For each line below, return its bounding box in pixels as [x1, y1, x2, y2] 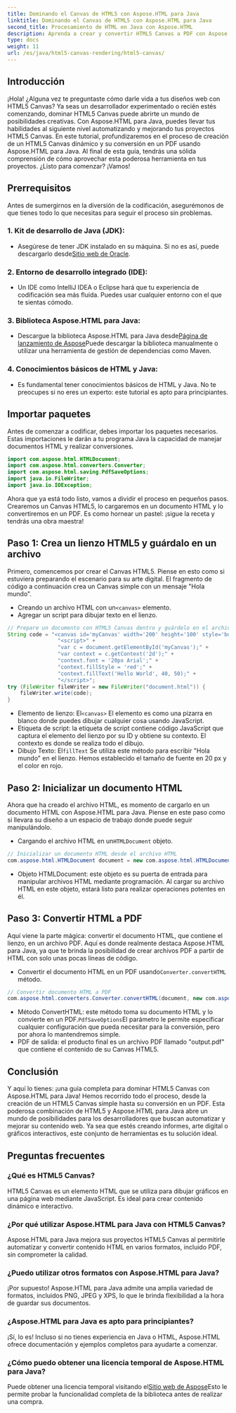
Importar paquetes [7, 408, 91, 420]
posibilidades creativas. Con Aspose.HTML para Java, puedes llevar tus [7, 117, 216, 125]
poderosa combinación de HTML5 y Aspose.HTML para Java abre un [7, 1107, 209, 1116]
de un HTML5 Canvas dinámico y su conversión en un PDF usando [7, 139, 201, 148]
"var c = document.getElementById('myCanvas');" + [57, 644, 209, 651]
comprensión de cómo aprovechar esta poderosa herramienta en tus [7, 154, 206, 163]
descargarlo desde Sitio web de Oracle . [17, 249, 131, 258]
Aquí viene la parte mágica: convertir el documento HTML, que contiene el [7, 931, 223, 939]
